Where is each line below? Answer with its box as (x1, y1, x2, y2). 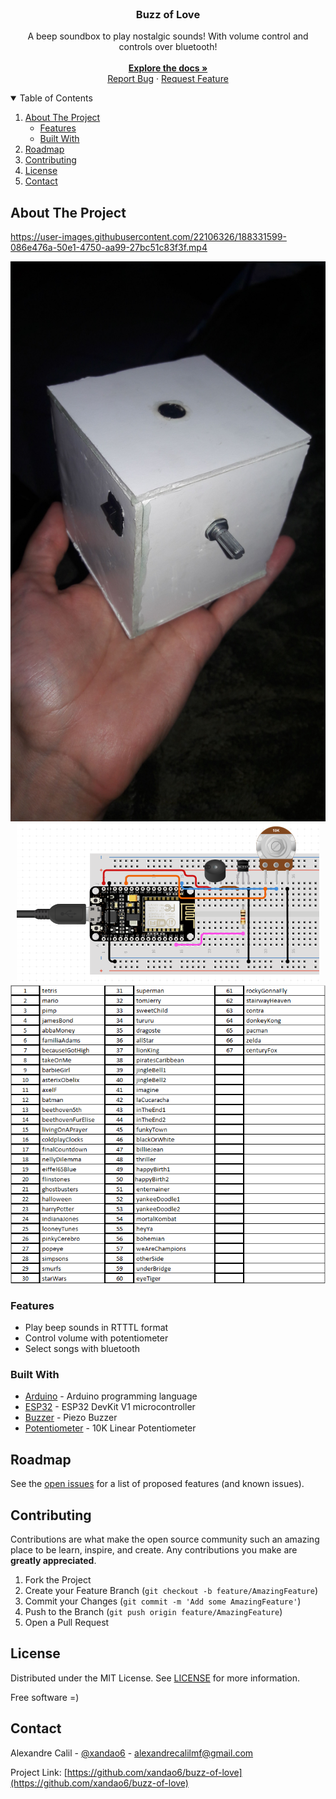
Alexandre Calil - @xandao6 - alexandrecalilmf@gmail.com (10, 1747, 254, 1759)
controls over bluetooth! (118, 41, 218, 53)
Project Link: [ (10, 1766, 68, 1778)
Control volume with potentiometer (24, 1332, 169, 1344)
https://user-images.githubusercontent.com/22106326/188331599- (10, 231, 287, 243)
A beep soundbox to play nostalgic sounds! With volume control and (27, 30, 309, 42)
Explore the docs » (128, 62, 208, 74)
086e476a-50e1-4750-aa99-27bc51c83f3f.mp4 (10, 242, 208, 254)
